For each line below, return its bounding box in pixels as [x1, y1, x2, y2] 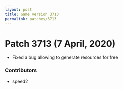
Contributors [5, 67, 37, 74]
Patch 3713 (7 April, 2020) [5, 38, 116, 49]
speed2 [12, 78, 28, 84]
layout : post [5, 7, 32, 12]
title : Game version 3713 [5, 12, 59, 17]
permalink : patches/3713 [5, 16, 57, 21]
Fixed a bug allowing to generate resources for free [12, 54, 118, 60]
